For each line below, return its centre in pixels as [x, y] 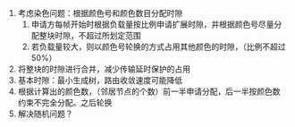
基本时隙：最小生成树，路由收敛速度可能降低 [100, 80]
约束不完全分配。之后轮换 [65, 102]
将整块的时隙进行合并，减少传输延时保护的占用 [104, 69]
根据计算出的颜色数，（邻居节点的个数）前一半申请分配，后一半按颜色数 [149, 91]
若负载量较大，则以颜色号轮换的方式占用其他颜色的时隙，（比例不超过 [158, 47]
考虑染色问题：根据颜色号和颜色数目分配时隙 [100, 13]
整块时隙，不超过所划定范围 [90, 35]
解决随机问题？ [45, 114]
